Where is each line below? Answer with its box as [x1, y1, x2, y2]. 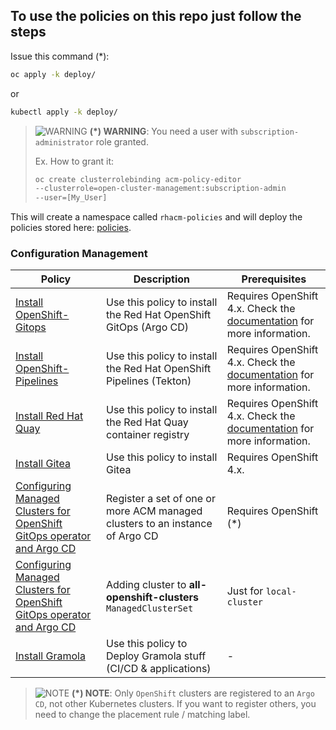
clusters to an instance [106, 517, 213, 531]
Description [133, 272, 191, 286]
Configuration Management [10, 247, 148, 261]
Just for [226, 584, 264, 598]
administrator [34, 137, 94, 148]
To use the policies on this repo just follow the [10, 8, 302, 25]
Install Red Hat [15, 409, 84, 423]
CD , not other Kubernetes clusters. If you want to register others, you [34, 698, 317, 710]
